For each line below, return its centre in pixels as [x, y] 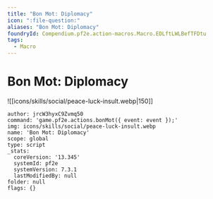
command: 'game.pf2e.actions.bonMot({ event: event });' [93, 120]
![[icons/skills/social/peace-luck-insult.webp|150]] [80, 101]
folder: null [26, 182]
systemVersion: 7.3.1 [45, 169]
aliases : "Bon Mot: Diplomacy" [53, 27]
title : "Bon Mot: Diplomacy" [50, 14]
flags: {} [22, 188]
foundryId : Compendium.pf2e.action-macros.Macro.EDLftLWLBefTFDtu [107, 34]
